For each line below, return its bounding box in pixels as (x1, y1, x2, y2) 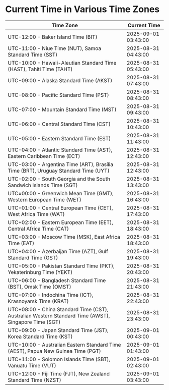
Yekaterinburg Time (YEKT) (8, 268, 73, 275)
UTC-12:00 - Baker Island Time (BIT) (8, 33, 98, 40)
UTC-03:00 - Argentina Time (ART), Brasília (8, 160, 113, 168)
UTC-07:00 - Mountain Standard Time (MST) (8, 106, 117, 113)
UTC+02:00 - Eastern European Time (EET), (8, 218, 113, 226)
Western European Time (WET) (8, 196, 81, 203)
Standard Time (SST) (8, 51, 58, 58)
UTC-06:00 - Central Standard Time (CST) (8, 120, 111, 127)
